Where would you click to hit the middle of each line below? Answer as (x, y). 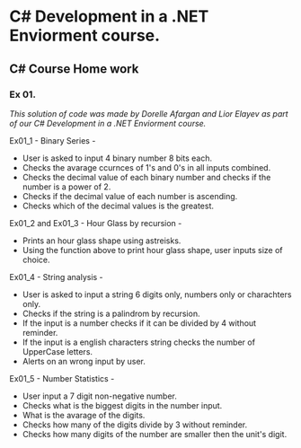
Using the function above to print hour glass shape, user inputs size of (152, 250)
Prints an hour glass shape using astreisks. (102, 241)
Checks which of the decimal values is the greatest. (118, 206)
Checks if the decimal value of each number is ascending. (130, 196)
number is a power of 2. (66, 187)
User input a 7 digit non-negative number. (100, 396)
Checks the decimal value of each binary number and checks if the (146, 177)
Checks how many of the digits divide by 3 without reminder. (135, 425)
